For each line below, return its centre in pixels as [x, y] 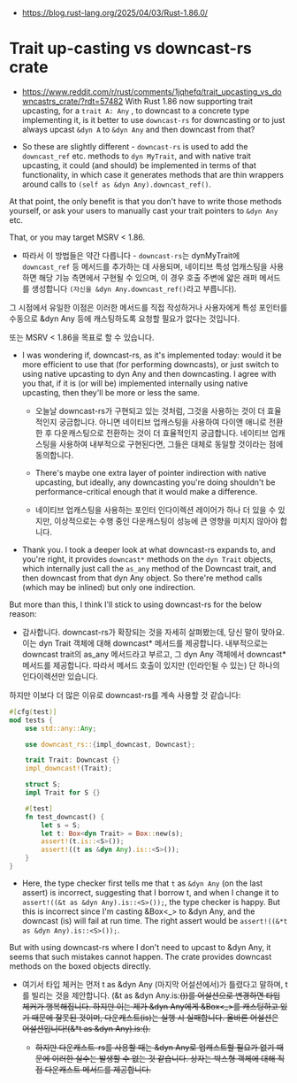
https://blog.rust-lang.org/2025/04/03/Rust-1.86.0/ [115, 13]
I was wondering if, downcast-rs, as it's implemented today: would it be [152, 355]
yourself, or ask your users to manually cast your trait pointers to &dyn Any [144, 211]
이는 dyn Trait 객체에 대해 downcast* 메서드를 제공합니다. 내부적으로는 [145, 643]
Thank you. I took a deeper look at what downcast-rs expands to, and [148, 549]
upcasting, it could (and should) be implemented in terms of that [139, 165]
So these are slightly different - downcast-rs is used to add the [135, 146]
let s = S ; [61, 825]
